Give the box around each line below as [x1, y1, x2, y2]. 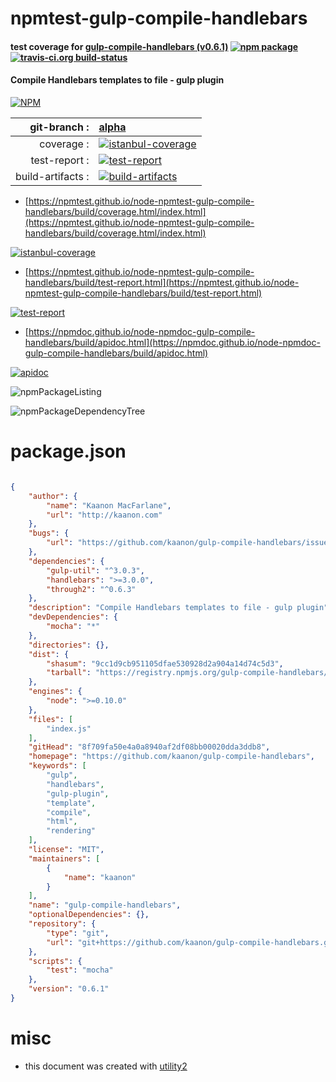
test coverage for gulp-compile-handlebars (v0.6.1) [10, 40, 229, 52]
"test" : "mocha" [46, 965, 114, 976]
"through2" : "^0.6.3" [46, 584, 137, 594]
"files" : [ [28, 714, 74, 724]
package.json [10, 440, 127, 463]
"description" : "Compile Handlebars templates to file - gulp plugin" [28, 603, 329, 613]
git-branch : [29, 120, 90, 134]
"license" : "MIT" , [28, 845, 105, 855]
